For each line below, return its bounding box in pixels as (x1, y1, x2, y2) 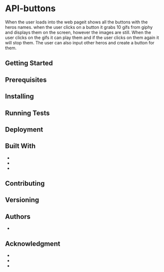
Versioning (5, 196, 39, 204)
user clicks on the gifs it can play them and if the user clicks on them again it (5, 35, 159, 40)
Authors (5, 213, 31, 221)
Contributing (5, 179, 45, 188)
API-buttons (5, 3, 56, 14)
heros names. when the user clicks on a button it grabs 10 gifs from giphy (5, 24, 153, 30)
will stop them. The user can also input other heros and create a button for (5, 39, 155, 45)
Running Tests (5, 109, 50, 117)
